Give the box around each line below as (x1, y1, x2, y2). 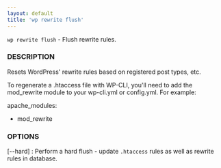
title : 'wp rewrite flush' (7, 16, 84, 23)
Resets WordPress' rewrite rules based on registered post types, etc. (7, 68, 202, 76)
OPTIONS (7, 131, 40, 141)
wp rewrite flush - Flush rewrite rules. (7, 35, 116, 43)
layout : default (7, 10, 53, 17)
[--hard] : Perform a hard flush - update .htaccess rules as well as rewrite (7, 148, 214, 156)
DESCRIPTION (7, 52, 55, 61)
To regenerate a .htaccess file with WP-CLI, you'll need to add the (7, 81, 193, 89)
